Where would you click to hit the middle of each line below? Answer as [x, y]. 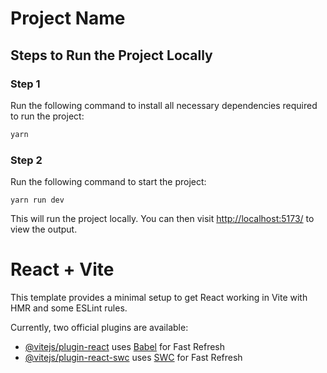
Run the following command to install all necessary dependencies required [164, 105]
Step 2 [26, 160]
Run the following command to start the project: [108, 182]
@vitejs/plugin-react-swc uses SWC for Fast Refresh [133, 357]
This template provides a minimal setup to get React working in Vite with [159, 297]
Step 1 [25, 84]
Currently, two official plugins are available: [99, 327]
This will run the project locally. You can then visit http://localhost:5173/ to [162, 219]
